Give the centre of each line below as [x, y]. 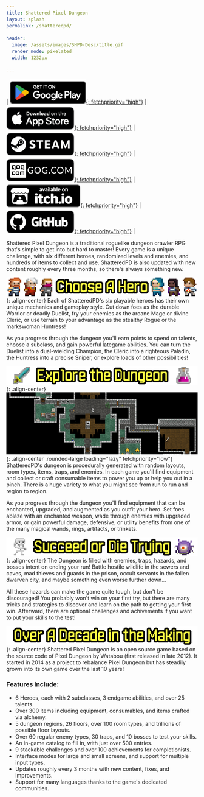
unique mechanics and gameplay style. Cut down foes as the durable [93, 307]
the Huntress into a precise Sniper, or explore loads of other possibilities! [97, 357]
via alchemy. [31, 717]
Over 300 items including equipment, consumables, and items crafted [102, 711]
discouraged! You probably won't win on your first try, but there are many [98, 598]
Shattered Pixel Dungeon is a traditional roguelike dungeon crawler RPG [96, 243]
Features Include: [33, 684]
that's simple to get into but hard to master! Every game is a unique [90, 249]
